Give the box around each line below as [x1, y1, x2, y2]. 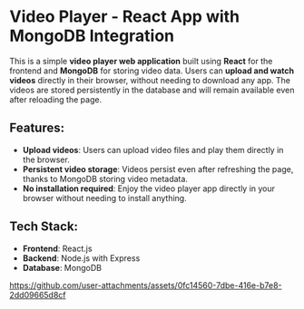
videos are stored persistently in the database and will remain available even [9, 84, 295, 95]
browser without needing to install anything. [22, 192, 188, 203]
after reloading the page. [9, 93, 103, 105]
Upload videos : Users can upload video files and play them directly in [22, 144, 284, 155]
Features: [9, 121, 65, 136]
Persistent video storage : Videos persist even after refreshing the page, [22, 163, 294, 174]
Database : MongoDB [22, 262, 103, 273]
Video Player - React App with [9, 6, 240, 27]
